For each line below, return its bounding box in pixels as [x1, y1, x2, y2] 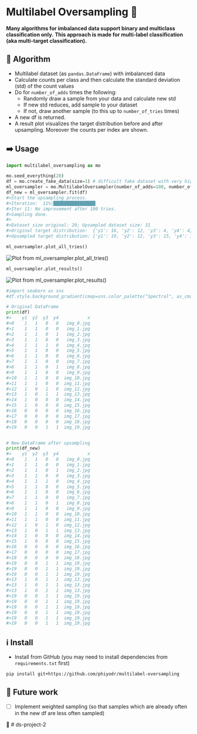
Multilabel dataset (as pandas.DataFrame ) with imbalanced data [14, 70, 165, 77]
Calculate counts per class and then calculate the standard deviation [14, 76, 181, 83]
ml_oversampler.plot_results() [6, 266, 83, 272]
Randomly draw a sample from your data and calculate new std [23, 95, 176, 102]
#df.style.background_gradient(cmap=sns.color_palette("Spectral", [6, 293, 175, 299]
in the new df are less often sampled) [14, 709, 105, 716]
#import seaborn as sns [6, 288, 64, 293]
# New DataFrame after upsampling [6, 440, 91, 446]
